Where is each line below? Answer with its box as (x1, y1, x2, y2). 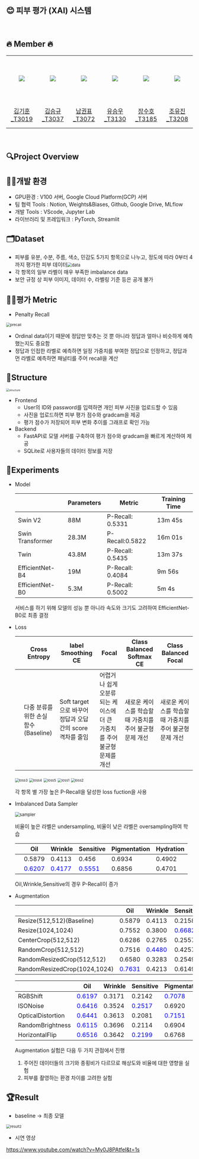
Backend (14, 425, 37, 433)
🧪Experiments (6, 465, 59, 475)
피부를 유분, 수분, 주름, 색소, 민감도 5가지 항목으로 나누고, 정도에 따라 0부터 (14, 253, 188, 261)
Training (161, 495, 185, 503)
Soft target (59, 698, 89, 706)
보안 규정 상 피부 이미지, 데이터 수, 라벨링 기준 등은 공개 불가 (14, 275, 154, 283)
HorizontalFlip (17, 1031, 57, 1039)
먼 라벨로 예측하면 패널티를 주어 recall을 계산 (14, 355, 118, 362)
